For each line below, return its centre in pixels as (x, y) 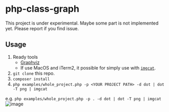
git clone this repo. (34, 73)
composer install (31, 79)
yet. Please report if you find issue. (42, 28)
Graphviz (30, 62)
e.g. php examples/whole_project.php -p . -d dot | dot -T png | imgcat (83, 98)
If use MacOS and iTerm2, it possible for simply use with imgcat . (88, 68)
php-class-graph (42, 9)
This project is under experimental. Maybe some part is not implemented (82, 23)
